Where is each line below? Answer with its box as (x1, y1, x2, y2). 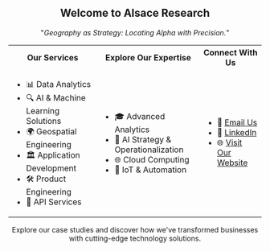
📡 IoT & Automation (114, 164, 187, 175)
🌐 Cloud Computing (114, 154, 190, 165)
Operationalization (114, 144, 184, 155)
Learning (26, 105, 60, 116)
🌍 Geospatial (26, 125, 77, 137)
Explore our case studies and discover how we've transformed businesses (11, 224, 259, 234)
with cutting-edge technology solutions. (68, 233, 202, 243)
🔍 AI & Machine (26, 92, 86, 103)
